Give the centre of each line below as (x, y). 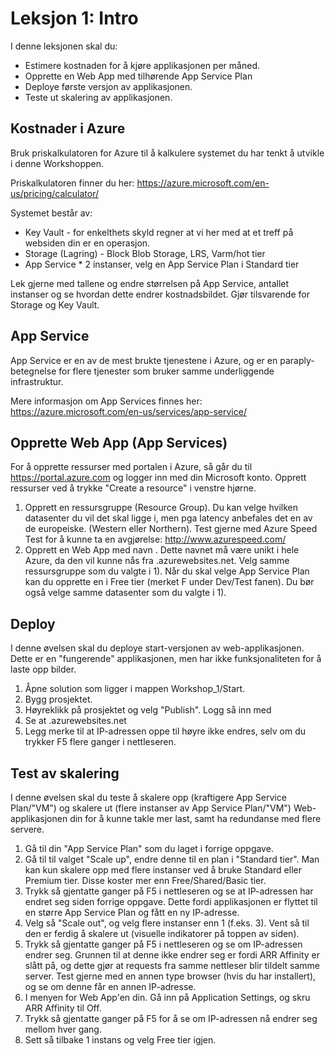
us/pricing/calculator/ (54, 193)
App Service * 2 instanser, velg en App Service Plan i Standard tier (162, 264)
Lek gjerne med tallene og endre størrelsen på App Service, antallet (150, 283)
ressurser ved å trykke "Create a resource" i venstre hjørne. (133, 488)
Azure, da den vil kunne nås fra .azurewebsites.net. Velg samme (157, 561)
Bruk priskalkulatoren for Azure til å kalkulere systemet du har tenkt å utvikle (167, 153)
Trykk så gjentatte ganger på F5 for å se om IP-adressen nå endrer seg (171, 1018)
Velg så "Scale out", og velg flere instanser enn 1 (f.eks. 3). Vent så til (167, 923)
